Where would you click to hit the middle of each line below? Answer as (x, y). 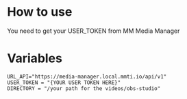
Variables (35, 58)
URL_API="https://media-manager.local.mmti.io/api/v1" (87, 76)
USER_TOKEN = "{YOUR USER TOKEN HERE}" (64, 83)
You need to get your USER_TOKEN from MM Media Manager (93, 31)
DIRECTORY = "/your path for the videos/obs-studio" (84, 88)
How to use (40, 12)
